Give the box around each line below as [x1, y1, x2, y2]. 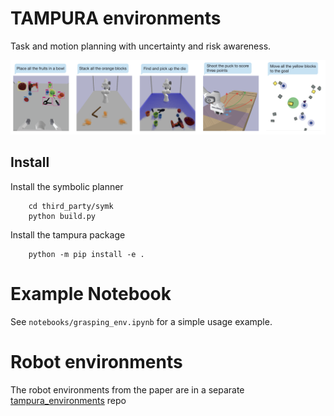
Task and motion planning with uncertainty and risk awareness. [10, 40, 272, 52]
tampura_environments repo [10, 394, 127, 406]
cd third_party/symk [28, 201, 114, 211]
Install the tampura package [10, 228, 126, 241]
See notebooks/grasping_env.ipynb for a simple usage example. [10, 315, 273, 327]
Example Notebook [10, 283, 172, 306]
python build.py [28, 211, 97, 221]
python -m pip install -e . [28, 249, 145, 259]
